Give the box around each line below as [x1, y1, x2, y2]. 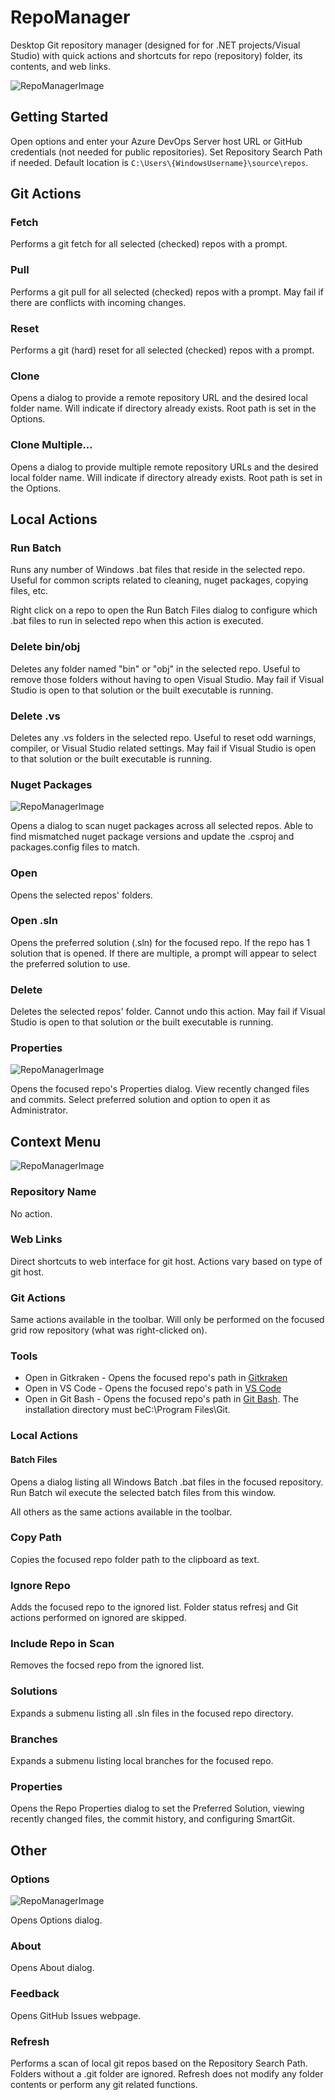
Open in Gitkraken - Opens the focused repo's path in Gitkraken [24, 1372, 288, 1384]
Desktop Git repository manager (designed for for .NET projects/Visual [10, 39, 301, 51]
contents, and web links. [10, 60, 112, 72]
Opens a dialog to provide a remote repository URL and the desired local [10, 392, 308, 404]
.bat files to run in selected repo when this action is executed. [10, 615, 264, 627]
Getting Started [10, 109, 109, 126]
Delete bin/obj [10, 640, 81, 654]
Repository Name [10, 1185, 97, 1199]
